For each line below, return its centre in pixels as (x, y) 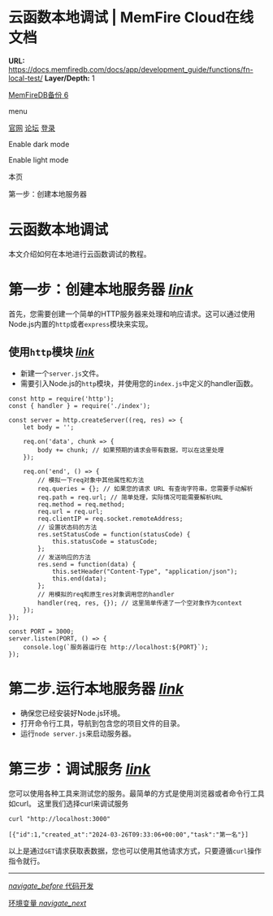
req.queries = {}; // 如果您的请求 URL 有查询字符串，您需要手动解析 (145, 488)
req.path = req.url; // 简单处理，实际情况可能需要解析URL (130, 497)
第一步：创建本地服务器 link (101, 290)
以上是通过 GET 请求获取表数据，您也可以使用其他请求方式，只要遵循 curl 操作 (135, 850)
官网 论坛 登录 (32, 128)
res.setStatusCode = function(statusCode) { (114, 534)
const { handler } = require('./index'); (80, 406)
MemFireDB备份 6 (39, 94)
